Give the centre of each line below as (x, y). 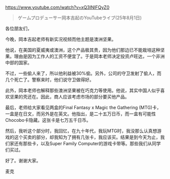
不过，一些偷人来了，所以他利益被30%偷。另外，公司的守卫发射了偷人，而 (83, 73)
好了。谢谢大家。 (23, 161)
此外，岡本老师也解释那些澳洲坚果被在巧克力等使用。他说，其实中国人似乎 (83, 90)
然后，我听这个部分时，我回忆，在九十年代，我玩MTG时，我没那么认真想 (81, 131)
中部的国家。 (18, 62)
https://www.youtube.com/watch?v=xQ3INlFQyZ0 (57, 7)
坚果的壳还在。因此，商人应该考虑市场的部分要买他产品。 (69, 97)
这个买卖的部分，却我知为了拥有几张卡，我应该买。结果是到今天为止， (87, 137)
